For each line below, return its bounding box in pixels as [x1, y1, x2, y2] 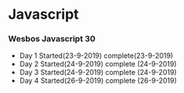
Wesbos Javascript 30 [8, 34, 96, 45]
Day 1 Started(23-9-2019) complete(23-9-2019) [19, 51, 174, 60]
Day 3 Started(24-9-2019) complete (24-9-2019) [19, 68, 178, 77]
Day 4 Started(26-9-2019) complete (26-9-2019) [19, 76, 178, 85]
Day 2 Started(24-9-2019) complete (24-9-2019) [19, 59, 178, 69]
